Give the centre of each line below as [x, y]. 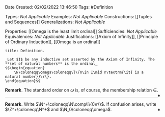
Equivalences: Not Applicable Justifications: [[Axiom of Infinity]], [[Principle [82, 37]
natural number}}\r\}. [28, 77]
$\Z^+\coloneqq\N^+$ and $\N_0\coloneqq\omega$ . [58, 109]
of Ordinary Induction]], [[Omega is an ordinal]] [53, 42]
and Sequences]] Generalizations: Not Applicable [55, 22]
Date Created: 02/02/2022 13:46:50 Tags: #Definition [59, 7]
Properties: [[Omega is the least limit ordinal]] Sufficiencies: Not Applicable [81, 31]
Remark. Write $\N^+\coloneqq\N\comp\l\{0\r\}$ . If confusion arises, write [81, 104]
